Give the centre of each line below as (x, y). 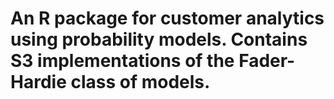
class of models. (140, 82)
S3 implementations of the (122, 61)
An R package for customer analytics (167, 18)
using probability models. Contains (159, 39)
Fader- (267, 61)
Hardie (38, 82)
